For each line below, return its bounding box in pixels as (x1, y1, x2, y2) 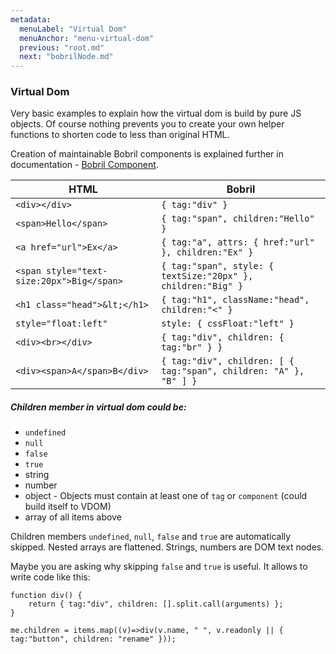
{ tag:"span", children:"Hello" (161, 213, 315, 225)
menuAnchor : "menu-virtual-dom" (19, 33, 155, 43)
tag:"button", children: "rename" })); (10, 634, 177, 645)
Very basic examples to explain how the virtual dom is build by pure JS (10, 107, 302, 120)
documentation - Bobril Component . (10, 159, 159, 171)
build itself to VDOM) (24, 501, 112, 513)
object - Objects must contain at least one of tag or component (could (24, 490, 308, 502)
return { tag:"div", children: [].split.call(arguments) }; (28, 599, 284, 610)
